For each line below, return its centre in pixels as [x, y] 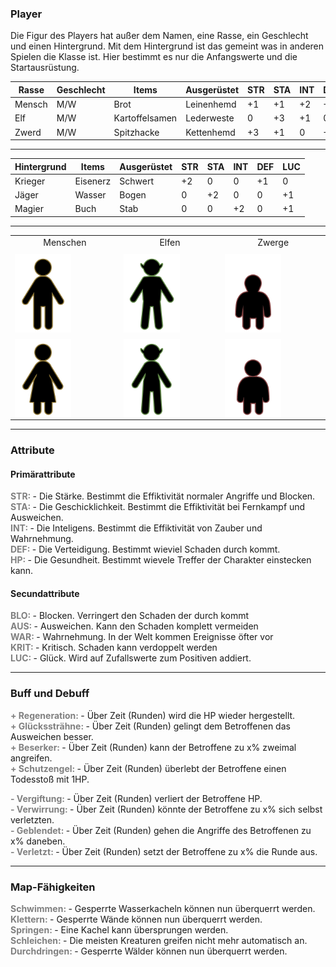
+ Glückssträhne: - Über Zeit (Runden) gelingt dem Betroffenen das [150, 726]
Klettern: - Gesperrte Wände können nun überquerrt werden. [136, 919]
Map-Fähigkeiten [53, 887]
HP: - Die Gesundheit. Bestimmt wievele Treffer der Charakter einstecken [161, 560]
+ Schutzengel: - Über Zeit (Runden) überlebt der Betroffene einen [148, 768]
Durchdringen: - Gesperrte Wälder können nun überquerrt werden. [149, 951]
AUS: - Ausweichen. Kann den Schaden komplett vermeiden [134, 626]
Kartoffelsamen [145, 118]
